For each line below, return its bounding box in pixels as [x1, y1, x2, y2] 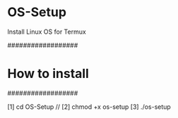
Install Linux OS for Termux [7, 27, 86, 36]
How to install [7, 66, 90, 81]
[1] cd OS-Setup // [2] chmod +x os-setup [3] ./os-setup [7, 103, 171, 111]
